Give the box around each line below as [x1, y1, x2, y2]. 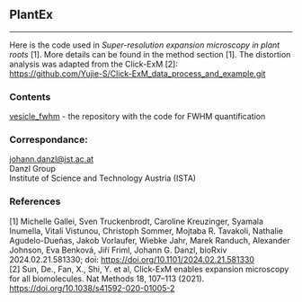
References [9, 195, 61, 208]
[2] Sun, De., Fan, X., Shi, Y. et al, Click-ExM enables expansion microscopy [9, 263, 289, 274]
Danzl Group [9, 164, 57, 174]
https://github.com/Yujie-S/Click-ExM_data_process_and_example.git [9, 67, 266, 79]
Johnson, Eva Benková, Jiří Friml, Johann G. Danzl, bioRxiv [9, 244, 227, 255]
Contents [9, 90, 51, 102]
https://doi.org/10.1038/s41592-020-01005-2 [9, 282, 175, 293]
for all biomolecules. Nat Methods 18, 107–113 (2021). [9, 273, 205, 284]
